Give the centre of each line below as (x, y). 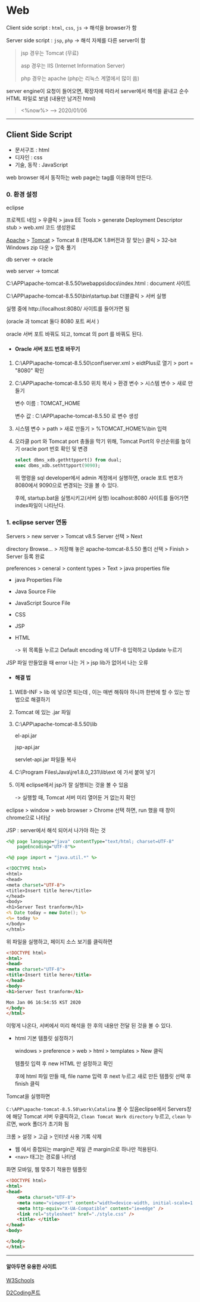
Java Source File (35, 591)
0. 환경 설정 (22, 194)
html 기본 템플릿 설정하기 (44, 1038)
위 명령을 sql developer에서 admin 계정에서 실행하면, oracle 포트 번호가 (99, 478)
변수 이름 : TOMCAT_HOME (47, 404)
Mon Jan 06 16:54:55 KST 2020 (44, 1002)
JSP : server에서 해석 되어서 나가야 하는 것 (56, 830)
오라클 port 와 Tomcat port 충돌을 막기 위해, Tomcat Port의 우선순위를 (97, 441)
